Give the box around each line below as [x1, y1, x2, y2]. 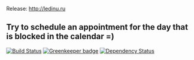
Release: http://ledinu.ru [6, 5, 66, 12]
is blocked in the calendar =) [6, 31, 115, 42]
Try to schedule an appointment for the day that [6, 22, 189, 32]
